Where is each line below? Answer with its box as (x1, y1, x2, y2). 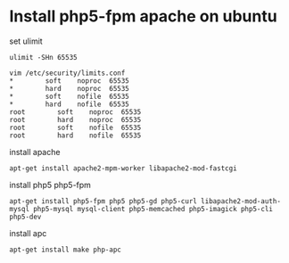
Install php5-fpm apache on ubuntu (9, 6, 278, 27)
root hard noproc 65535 (9, 115, 142, 124)
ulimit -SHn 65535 (9, 53, 78, 62)
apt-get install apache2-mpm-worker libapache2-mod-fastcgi (9, 163, 238, 173)
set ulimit (9, 36, 43, 46)
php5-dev (9, 212, 42, 221)
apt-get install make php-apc (9, 245, 122, 254)
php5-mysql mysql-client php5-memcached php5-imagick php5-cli (32, 204, 274, 213)
